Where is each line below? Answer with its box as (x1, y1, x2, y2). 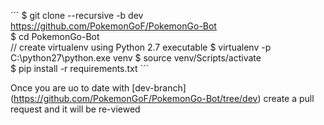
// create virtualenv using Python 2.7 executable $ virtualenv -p (10, 41, 272, 53)
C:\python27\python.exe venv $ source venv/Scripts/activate (10, 52, 262, 64)
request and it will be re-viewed (10, 103, 141, 115)
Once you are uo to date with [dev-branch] (10, 82, 187, 94)
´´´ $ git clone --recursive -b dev (10, 10, 144, 21)
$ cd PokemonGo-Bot (10, 31, 100, 42)
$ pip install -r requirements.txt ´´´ (10, 63, 150, 74)
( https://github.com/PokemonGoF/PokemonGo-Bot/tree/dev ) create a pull (10, 93, 315, 104)
